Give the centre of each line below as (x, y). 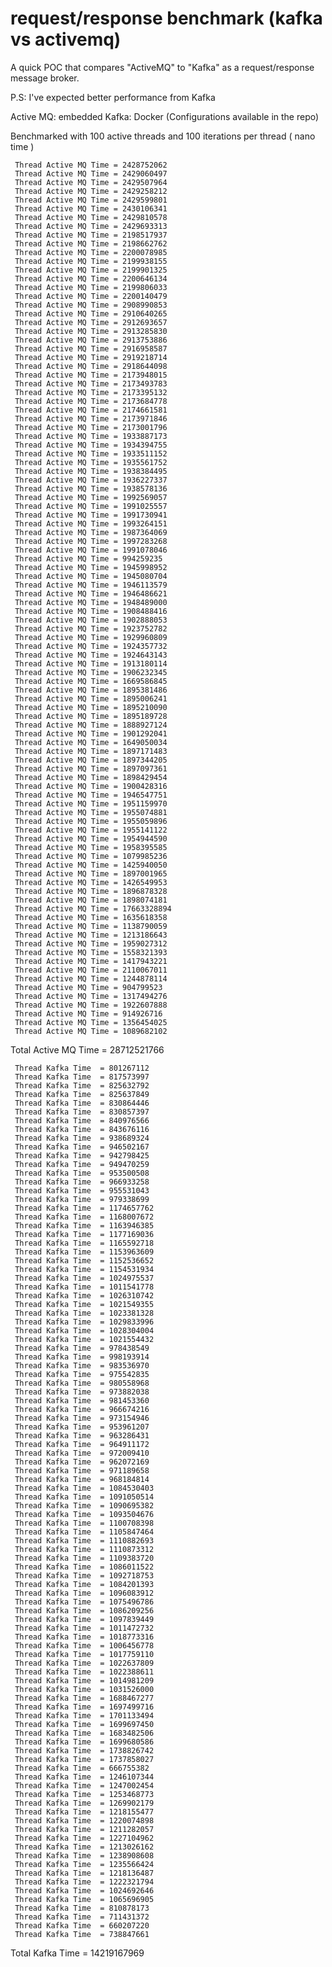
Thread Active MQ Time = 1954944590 (91, 838)
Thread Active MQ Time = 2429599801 (91, 200)
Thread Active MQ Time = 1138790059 (91, 926)
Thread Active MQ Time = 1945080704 (91, 576)
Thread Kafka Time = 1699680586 (84, 1742)
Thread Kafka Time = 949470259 (82, 1164)
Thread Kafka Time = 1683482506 (84, 1733)
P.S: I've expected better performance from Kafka (113, 97)
